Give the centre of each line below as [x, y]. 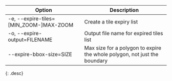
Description [124, 10]
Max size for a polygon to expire [123, 48]
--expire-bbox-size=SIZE [40, 54]
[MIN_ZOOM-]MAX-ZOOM [41, 25]
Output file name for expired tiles [124, 33]
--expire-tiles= [36, 19]
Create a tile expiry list [111, 22]
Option [44, 10]
